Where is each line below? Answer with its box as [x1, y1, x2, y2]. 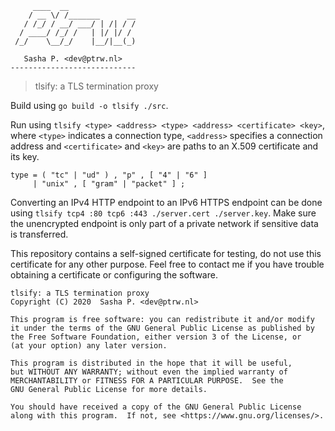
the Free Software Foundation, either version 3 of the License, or [10, 332, 302, 342]
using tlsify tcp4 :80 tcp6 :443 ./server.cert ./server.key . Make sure [10, 207, 317, 219]
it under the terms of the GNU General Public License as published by [10, 323, 315, 333]
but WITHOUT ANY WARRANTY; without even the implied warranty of [10, 367, 288, 377]
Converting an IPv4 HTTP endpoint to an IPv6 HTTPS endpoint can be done [10, 197, 323, 208]
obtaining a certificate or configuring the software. [10, 269, 218, 281]
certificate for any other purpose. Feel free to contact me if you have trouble [10, 258, 325, 270]
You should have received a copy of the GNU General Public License [10, 402, 302, 412]
